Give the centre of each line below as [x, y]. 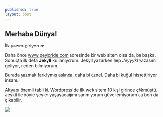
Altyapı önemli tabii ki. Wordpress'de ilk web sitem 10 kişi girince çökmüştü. [81, 90]
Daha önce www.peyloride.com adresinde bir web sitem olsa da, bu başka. [81, 55]
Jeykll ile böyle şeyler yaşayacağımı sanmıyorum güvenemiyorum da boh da [82, 95]
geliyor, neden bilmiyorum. [32, 66]
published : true [22, 10]
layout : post [18, 14]
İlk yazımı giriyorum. [25, 46]
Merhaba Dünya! [31, 34]
